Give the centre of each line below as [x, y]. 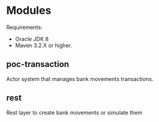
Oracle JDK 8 [32, 39]
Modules [29, 11]
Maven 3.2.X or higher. [44, 45]
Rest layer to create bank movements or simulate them [74, 112]
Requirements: [24, 27]
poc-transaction [38, 64]
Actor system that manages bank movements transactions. [80, 79]
